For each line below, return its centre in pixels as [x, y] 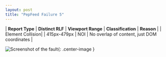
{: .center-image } [76, 49]
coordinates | [19, 39]
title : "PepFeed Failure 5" [35, 14]
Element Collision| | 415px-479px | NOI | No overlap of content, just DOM [81, 34]
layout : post [19, 10]
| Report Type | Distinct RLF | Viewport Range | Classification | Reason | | [83, 28]
